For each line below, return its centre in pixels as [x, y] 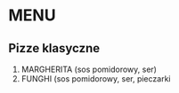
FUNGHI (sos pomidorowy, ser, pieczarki [96, 79]
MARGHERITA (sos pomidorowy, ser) [89, 69]
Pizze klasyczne [54, 48]
